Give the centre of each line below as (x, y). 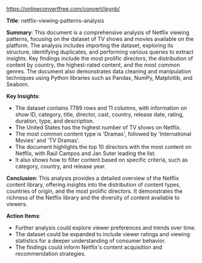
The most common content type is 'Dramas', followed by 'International (103, 134)
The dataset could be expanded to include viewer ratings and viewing (103, 234)
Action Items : (24, 216)
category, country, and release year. (61, 166)
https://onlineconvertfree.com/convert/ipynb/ (63, 9)
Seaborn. (18, 84)
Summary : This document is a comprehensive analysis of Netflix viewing (98, 32)
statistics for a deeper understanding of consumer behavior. (90, 241)
